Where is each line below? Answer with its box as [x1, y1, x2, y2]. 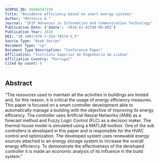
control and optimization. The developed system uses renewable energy [5, 133, 149, 138]
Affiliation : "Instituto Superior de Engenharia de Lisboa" [5, 52, 129, 57]
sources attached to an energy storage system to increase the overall [5, 138, 144, 144]
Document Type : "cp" [5, 43, 47, 48]
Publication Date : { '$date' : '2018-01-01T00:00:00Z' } [5, 25, 116, 30]
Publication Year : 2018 [5, 30, 53, 34]
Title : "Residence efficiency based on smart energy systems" [5, 12, 133, 16]
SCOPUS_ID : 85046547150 [5, 7, 53, 12]
